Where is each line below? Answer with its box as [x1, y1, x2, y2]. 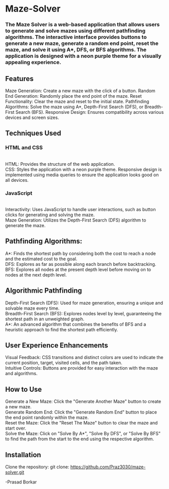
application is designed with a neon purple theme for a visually [5, 52, 162, 59]
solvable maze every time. [5, 305, 60, 311]
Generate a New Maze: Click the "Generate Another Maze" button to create [5, 398, 161, 404]
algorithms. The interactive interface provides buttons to [5, 34, 147, 41]
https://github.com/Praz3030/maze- [70, 464, 146, 470]
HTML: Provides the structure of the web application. [5, 161, 115, 167]
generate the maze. [5, 222, 46, 228]
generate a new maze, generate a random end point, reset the [5, 40, 158, 47]
